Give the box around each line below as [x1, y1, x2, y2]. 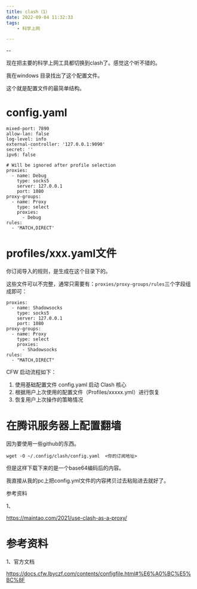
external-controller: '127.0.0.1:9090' [6, 142, 106, 148]
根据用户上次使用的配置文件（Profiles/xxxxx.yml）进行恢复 [14, 389, 160, 396]
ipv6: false [6, 152, 36, 158]
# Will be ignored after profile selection [6, 162, 116, 168]
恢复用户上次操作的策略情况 [14, 396, 84, 403]
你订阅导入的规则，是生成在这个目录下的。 [6, 268, 111, 275]
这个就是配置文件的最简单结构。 [6, 85, 85, 92]
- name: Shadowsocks [11, 305, 63, 311]
